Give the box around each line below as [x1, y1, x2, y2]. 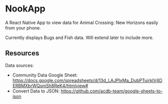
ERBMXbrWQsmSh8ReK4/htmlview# [12, 82, 88, 88]
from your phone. [5, 24, 41, 30]
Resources [5, 49, 39, 57]
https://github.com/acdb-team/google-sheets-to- [60, 88, 163, 94]
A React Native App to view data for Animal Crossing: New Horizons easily [5, 19, 158, 25]
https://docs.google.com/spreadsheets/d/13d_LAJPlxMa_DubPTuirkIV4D [12, 77, 162, 83]
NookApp [5, 3, 46, 14]
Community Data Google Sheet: [12, 72, 78, 78]
